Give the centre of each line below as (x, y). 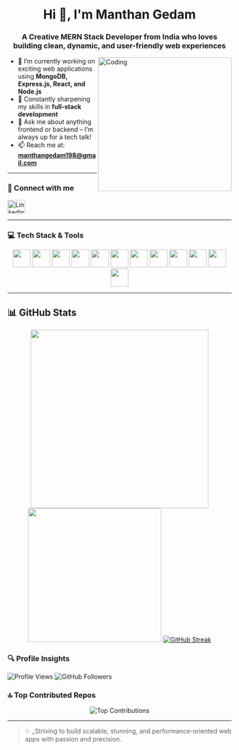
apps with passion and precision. (73, 739)
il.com (27, 163)
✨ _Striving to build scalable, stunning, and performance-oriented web (128, 731)
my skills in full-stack (49, 107)
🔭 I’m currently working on (56, 61)
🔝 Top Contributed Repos (52, 695)
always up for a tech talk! (54, 137)
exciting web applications (55, 69)
